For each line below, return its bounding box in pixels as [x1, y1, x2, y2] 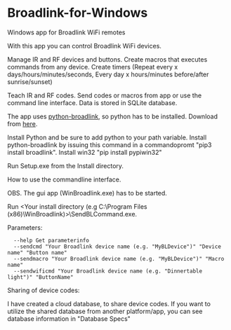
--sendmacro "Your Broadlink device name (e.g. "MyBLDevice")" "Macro [13, 255, 225, 262]
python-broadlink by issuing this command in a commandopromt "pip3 [7, 140, 212, 149]
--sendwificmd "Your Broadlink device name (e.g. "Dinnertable [13, 268, 202, 275]
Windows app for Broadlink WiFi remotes [7, 28, 126, 36]
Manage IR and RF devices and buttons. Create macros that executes [7, 55, 208, 64]
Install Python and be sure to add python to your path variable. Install [7, 133, 207, 142]
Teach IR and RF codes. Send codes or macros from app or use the [7, 91, 202, 99]
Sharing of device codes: [7, 286, 80, 294]
